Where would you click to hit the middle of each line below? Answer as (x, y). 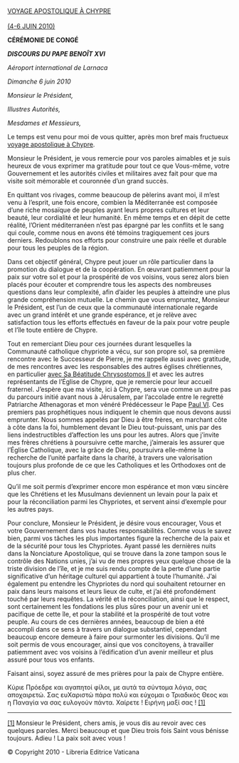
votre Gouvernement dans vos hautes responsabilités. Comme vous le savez (119, 531)
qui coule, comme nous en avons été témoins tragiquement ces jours (108, 233)
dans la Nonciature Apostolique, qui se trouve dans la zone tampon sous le (117, 554)
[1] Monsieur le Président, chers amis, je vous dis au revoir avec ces (107, 723)
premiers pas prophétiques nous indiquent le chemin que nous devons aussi (119, 412)
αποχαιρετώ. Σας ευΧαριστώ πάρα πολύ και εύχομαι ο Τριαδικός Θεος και (118, 695)
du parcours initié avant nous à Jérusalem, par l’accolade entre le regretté (116, 397)
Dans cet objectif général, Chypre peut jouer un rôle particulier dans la (111, 262)
